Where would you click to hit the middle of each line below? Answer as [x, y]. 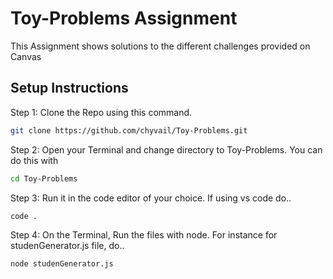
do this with [34, 160]
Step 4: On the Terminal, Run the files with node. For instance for [144, 235]
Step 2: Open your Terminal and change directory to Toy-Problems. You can [166, 149]
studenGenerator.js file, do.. [67, 246]
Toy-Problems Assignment [124, 18]
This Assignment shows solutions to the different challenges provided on [160, 46]
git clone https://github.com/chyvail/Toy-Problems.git [129, 130]
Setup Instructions [69, 88]
